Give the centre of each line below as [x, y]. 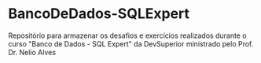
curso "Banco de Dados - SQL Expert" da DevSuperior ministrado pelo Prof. [131, 43]
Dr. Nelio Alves [32, 52]
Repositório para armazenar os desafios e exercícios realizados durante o [127, 35]
